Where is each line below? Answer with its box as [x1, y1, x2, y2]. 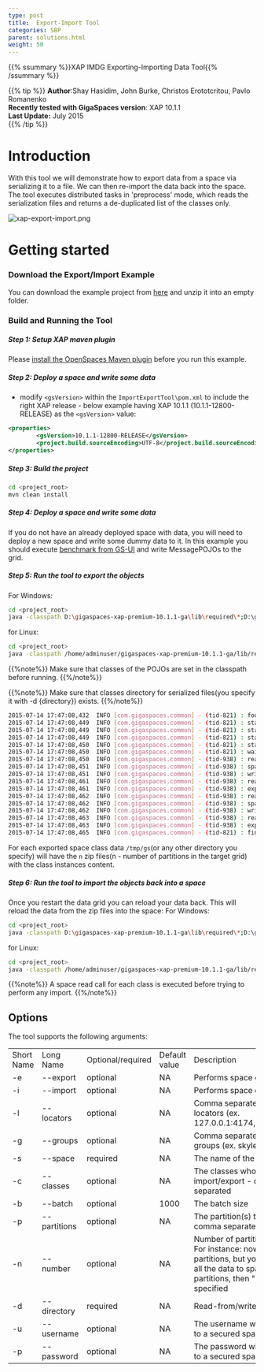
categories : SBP [8, 26, 61, 34]
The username [193, 1318, 247, 1329]
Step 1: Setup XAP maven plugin [8, 335, 115, 344]
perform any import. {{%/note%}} [8, 988, 118, 998]
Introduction [8, 147, 91, 165]
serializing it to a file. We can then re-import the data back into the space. [8, 182, 246, 191]
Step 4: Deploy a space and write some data [8, 508, 156, 517]
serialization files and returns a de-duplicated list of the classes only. [8, 199, 231, 208]
